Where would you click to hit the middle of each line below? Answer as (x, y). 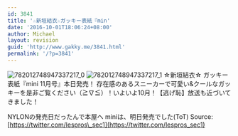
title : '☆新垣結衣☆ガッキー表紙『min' (59, 21)
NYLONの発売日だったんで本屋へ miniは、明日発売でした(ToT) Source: (110, 116)
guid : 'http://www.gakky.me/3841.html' (66, 47)
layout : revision (33, 41)
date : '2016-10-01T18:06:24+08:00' (60, 27)
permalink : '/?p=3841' (41, 54)
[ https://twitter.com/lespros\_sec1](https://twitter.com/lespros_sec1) (106, 125)
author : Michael (31, 34)
